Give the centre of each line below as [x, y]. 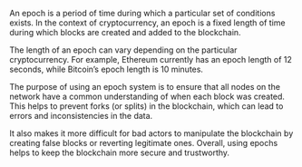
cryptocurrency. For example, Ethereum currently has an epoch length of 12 [151, 59]
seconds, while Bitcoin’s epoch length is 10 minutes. [107, 69]
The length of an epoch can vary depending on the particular [123, 50]
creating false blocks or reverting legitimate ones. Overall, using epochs [144, 143]
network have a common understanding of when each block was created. [147, 96]
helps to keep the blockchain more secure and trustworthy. [119, 152]
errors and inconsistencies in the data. [81, 116]
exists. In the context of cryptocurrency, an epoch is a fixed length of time [147, 23]
